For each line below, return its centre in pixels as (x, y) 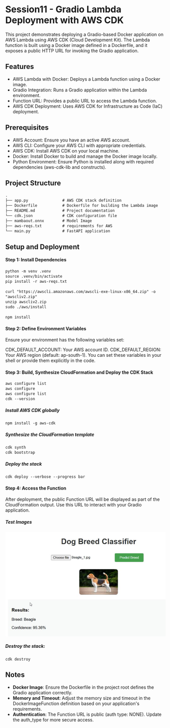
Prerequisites (27, 128)
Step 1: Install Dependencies (36, 260)
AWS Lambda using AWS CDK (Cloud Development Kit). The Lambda (78, 40)
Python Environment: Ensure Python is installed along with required (83, 161)
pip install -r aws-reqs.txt (36, 281)
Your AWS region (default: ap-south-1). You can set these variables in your (83, 355)
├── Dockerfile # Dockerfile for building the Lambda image (82, 206)
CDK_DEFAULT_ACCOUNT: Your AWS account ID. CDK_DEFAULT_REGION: (83, 350)
